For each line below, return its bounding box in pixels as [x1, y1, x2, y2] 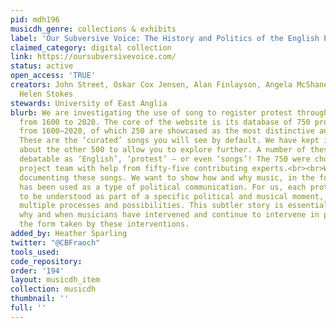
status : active [10, 61, 74, 71]
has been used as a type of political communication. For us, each [19, 182, 307, 192]
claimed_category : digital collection [10, 42, 172, 53]
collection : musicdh [10, 284, 97, 295]
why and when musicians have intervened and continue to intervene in [19, 210, 320, 220]
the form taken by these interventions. [19, 219, 190, 230]
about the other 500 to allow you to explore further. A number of [19, 145, 307, 155]
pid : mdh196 [10, 14, 60, 25]
